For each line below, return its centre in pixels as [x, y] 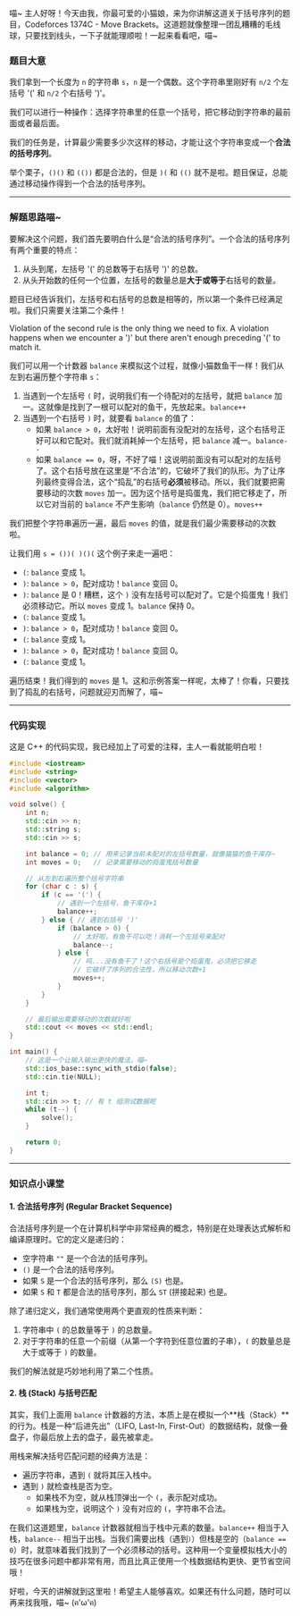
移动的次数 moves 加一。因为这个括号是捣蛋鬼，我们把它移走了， [161, 492]
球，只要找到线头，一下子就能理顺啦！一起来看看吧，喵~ [114, 35]
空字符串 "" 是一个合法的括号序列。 [87, 1258]
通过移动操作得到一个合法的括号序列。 [79, 184]
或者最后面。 [40, 123]
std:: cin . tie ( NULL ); [63, 1077]
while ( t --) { [51, 1110]
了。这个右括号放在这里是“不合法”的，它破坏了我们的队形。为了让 [156, 470]
